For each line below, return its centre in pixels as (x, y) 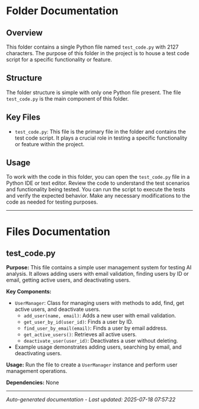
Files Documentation (58, 231)
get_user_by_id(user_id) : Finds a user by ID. (78, 322)
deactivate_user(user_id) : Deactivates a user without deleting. (101, 341)
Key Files (23, 117)
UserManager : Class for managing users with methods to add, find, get (99, 303)
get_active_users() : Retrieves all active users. (80, 334)
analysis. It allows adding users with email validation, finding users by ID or (97, 274)
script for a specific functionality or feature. (59, 59)
